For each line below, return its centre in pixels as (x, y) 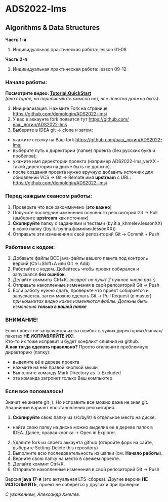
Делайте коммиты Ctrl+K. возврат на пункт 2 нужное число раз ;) (84, 280)
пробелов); (25, 156)
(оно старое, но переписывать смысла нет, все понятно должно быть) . (83, 99)
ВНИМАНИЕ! (22, 320)
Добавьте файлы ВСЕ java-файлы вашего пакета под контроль (80, 258)
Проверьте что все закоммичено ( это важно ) (62, 207)
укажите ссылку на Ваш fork (43, 140)
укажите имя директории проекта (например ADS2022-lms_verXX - (86, 161)
